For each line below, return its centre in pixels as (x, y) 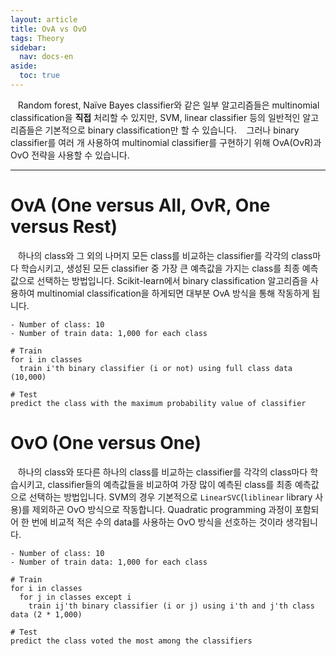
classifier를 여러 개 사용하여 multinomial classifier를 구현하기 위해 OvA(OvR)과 (166, 142)
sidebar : (28, 47)
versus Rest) (64, 227)
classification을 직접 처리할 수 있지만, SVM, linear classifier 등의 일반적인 (155, 117)
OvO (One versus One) (106, 443)
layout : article (44, 19)
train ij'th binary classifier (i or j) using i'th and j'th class (171, 606)
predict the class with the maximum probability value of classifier (158, 403)
